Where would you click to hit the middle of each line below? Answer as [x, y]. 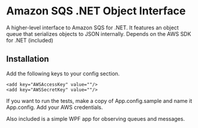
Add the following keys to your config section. [63, 74]
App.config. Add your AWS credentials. [55, 107]
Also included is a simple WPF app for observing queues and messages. [95, 118]
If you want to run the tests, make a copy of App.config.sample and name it [99, 100]
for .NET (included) [30, 40]
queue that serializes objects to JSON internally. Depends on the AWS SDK [99, 33]
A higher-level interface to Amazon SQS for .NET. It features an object [92, 28]
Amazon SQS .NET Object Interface [96, 11]
